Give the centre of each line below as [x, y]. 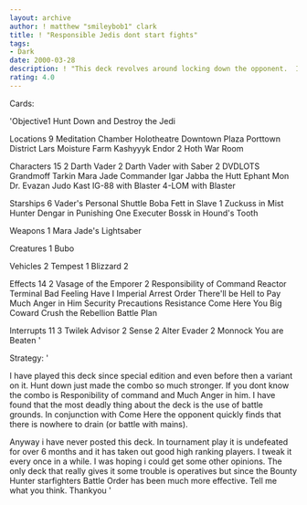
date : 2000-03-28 [42, 60]
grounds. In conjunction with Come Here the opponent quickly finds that [145, 414]
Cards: [22, 103]
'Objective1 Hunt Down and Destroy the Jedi [93, 121]
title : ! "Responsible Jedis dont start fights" [104, 35]
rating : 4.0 [32, 78]
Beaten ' [25, 340]
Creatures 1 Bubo [42, 248]
